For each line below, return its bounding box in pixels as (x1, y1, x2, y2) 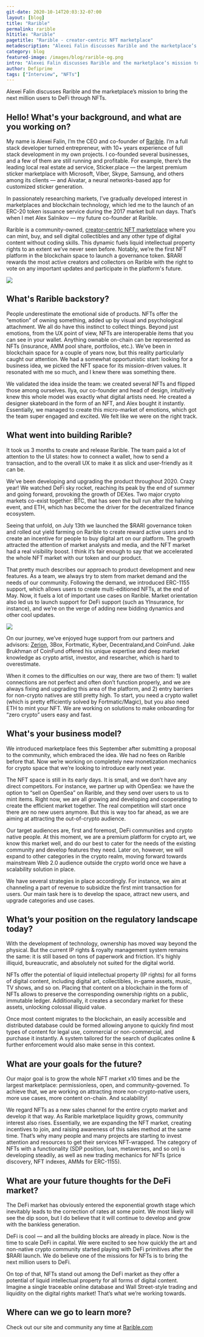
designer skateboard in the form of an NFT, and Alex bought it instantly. (6, 400, 185, 407)
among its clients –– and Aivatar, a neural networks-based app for (6, 177, 171, 184)
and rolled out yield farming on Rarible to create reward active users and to (6, 528, 194, 535)
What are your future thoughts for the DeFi (6, 1176, 171, 1186)
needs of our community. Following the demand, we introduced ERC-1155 (6, 579, 190, 586)
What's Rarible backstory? (6, 294, 109, 305)
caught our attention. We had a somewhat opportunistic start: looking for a (6, 355, 193, 362)
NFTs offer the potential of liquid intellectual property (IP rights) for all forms (6, 971, 197, 978)
